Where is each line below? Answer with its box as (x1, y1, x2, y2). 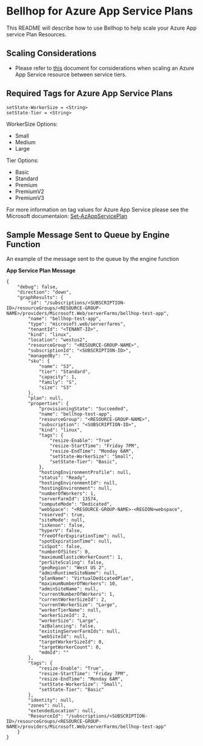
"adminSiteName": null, (38, 586, 99, 592)
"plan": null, (28, 395, 64, 401)
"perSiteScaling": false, (38, 559, 104, 566)
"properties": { (28, 401, 69, 407)
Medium (15, 138, 36, 146)
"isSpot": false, (38, 544, 83, 550)
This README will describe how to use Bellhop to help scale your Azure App (6, 24, 197, 31)
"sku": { (28, 358, 50, 365)
